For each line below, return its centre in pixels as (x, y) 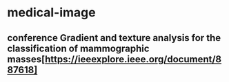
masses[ (26, 59)
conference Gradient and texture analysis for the (114, 38)
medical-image (51, 13)
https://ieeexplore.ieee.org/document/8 (133, 59)
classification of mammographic (78, 48)
